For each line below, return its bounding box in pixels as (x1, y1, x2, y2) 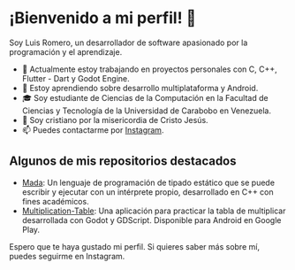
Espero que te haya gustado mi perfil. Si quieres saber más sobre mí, (9, 241, 261, 251)
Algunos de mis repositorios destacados (9, 154, 237, 169)
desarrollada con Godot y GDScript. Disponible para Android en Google (21, 214, 282, 225)
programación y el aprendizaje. (9, 46, 123, 57)
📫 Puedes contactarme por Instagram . (21, 124, 164, 135)
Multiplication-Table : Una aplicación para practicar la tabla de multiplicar (21, 205, 286, 216)
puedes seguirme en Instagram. (9, 251, 125, 261)
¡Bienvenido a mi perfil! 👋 (9, 8, 197, 28)
